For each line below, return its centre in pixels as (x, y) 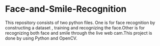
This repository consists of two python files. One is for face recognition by (80, 23)
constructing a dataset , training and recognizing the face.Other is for (75, 27)
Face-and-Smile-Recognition (66, 9)
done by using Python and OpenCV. (41, 38)
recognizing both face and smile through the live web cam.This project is (79, 33)
